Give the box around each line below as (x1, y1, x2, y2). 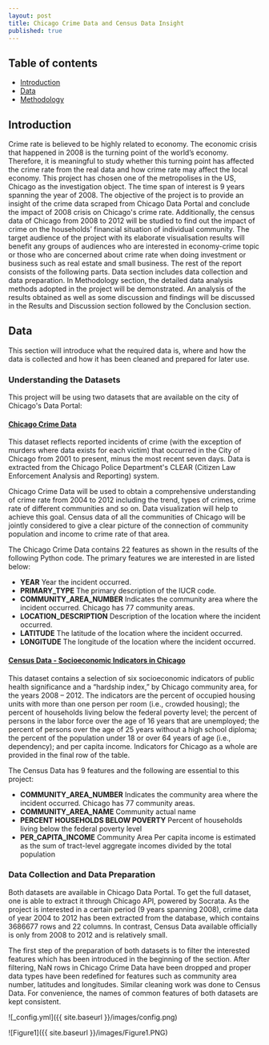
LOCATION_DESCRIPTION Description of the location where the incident (19, 611, 261, 622)
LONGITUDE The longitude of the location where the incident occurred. (19, 637, 256, 646)
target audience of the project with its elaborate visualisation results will (8, 233, 246, 242)
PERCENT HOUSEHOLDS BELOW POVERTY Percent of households (19, 815, 243, 824)
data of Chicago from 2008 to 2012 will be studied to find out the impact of (8, 216, 255, 225)
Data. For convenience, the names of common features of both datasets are (8, 988, 259, 998)
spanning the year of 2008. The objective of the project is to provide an (8, 190, 244, 200)
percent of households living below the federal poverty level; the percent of (8, 707, 258, 717)
